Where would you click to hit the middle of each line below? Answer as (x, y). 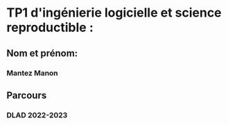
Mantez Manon (32, 73)
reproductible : (50, 27)
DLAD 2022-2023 (37, 115)
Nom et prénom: (42, 53)
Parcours (27, 95)
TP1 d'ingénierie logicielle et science (114, 13)
